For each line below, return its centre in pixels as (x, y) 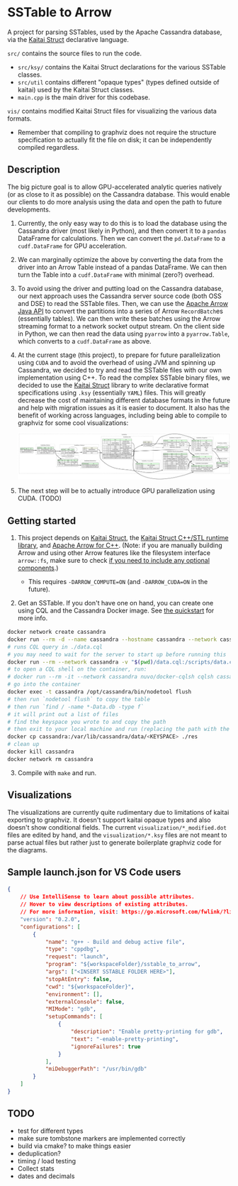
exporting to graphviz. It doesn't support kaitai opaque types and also (109, 820)
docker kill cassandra (41, 752)
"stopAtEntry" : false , (79, 979)
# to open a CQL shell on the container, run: (77, 669)
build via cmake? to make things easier (74, 1146)
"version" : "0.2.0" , (50, 919)
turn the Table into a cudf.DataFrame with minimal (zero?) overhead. (116, 275)
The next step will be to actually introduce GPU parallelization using (116, 491)
